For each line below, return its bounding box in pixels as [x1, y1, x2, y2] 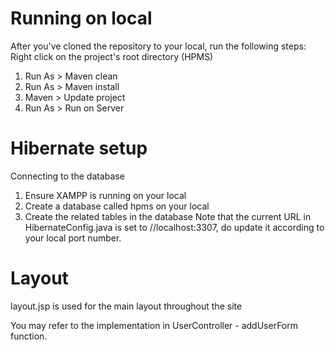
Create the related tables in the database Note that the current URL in [24, 210, 312, 222]
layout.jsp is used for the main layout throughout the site [10, 300, 243, 312]
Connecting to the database [10, 170, 125, 182]
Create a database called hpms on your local [24, 200, 210, 212]
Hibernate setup [10, 137, 148, 160]
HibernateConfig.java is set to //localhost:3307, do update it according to [24, 221, 325, 233]
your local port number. [24, 232, 122, 244]
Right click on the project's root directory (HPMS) [10, 50, 214, 62]
